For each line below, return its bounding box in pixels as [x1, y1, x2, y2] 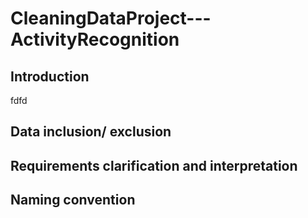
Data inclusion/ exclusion [10, 123, 172, 141]
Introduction [10, 68, 90, 85]
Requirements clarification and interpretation [10, 157, 298, 174]
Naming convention [10, 192, 136, 209]
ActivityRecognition [10, 28, 180, 51]
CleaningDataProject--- [10, 7, 212, 30]
